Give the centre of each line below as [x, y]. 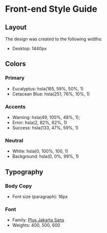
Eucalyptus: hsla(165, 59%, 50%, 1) [48, 88]
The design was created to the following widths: [54, 39]
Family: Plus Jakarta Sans [38, 220]
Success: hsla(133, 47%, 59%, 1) [45, 128]
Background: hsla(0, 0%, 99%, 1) [46, 156]
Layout [16, 27]
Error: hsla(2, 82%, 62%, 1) [40, 122]
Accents [15, 107]
